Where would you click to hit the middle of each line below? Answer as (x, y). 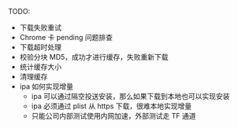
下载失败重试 (40, 27)
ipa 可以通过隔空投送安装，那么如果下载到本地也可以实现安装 (130, 96)
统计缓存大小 (40, 67)
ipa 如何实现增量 (46, 86)
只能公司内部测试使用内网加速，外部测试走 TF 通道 (113, 116)
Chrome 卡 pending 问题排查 (66, 37)
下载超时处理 (40, 47)
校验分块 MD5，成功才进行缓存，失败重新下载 (94, 57)
